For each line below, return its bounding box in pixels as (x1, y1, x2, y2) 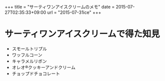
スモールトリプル (11, 46, 47, 52)
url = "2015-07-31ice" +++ (47, 9, 101, 15)
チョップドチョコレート (11, 71, 60, 77)
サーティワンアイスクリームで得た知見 (4, 28, 160, 40)
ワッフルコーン (11, 52, 43, 58)
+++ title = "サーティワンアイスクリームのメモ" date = (4, 4, 115, 9)
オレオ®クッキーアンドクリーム (11, 64, 76, 70)
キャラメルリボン (11, 58, 47, 64)
